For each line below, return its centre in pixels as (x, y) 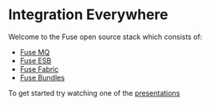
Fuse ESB (36, 61)
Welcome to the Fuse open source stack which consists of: (105, 37)
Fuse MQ (35, 52)
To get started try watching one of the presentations (94, 92)
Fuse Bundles (42, 77)
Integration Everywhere (88, 15)
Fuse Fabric (39, 69)
